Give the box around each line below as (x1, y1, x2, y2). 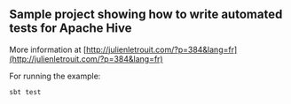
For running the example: (9, 71, 101, 81)
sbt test (9, 87, 42, 96)
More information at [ (9, 44, 87, 55)
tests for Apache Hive (9, 21, 132, 36)
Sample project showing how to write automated (9, 7, 283, 22)
